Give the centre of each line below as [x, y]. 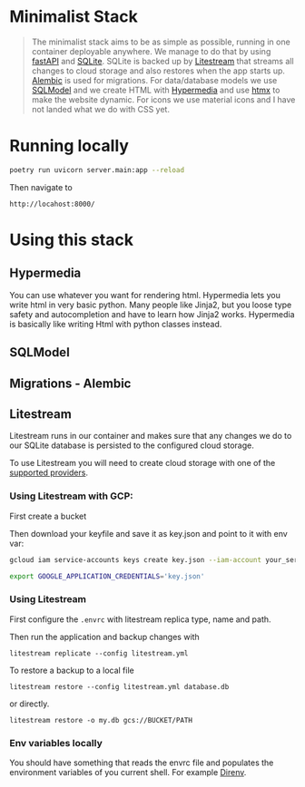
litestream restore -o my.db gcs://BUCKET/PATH [101, 720]
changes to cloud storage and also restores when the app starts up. [158, 71]
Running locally [69, 146]
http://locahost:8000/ [52, 204]
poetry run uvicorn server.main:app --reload [97, 170]
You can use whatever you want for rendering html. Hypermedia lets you [145, 295]
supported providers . [49, 472]
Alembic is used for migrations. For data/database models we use [154, 80]
